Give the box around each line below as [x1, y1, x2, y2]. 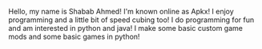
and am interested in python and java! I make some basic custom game [8, 24, 243, 32]
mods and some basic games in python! [8, 32, 140, 41]
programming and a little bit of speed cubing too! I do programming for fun [8, 15, 255, 24]
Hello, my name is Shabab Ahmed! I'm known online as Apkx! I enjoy [8, 7, 234, 16]
